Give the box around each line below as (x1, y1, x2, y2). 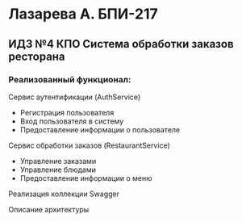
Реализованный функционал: (8, 73, 131, 85)
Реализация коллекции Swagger (8, 189, 119, 199)
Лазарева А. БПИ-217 (8, 5, 159, 23)
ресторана (8, 49, 66, 63)
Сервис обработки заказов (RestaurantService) (8, 140, 171, 150)
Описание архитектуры (8, 204, 90, 214)
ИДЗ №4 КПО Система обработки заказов (8, 37, 234, 51)
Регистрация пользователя (19, 107, 115, 117)
